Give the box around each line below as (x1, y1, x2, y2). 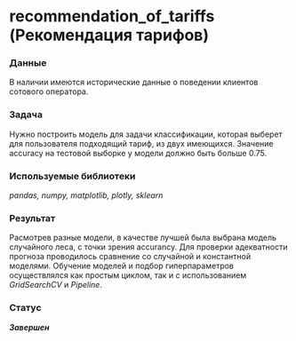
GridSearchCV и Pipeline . (9, 280, 102, 290)
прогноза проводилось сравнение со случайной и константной (9, 251, 252, 262)
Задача (9, 108, 43, 121)
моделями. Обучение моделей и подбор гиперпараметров (9, 260, 234, 272)
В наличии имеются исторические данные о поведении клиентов (9, 77, 259, 88)
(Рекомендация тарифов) (9, 25, 210, 45)
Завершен (9, 321, 51, 332)
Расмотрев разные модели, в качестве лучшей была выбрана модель (9, 233, 277, 243)
